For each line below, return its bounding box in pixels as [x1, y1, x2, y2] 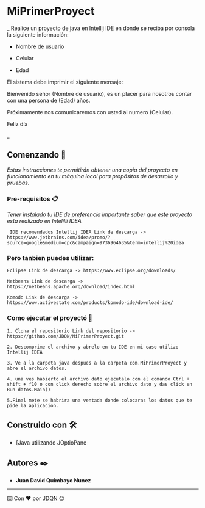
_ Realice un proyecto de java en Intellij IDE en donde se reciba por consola [7, 24, 195, 32]
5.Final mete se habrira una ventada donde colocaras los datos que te [7, 397, 192, 404]
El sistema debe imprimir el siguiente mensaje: [7, 78, 123, 85]
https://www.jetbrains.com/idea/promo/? [7, 234, 111, 241]
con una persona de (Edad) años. [7, 96, 91, 104]
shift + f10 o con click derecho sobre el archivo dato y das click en [7, 381, 192, 387]
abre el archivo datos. [7, 365, 68, 371]
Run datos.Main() [7, 386, 51, 393]
